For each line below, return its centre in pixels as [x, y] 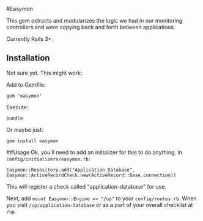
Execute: [17, 107]
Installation [28, 58]
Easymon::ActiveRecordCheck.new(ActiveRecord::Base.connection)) [91, 175]
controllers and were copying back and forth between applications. [91, 27]
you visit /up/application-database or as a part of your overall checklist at [100, 205]
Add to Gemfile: [26, 84]
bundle [15, 118]
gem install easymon [33, 141]
